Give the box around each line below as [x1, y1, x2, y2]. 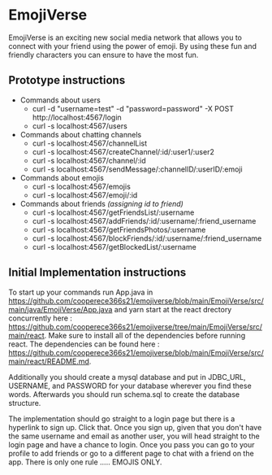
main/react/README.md [8, 356, 89, 366]
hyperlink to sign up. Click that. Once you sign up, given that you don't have [8, 422, 262, 432]
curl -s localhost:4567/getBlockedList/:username [32, 242, 196, 251]
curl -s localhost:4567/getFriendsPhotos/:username [32, 224, 206, 234]
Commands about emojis [19, 172, 104, 182]
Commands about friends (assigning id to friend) [19, 198, 184, 208]
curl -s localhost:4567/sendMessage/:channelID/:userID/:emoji [32, 164, 243, 174]
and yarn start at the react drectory [114, 304, 232, 314]
